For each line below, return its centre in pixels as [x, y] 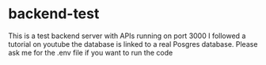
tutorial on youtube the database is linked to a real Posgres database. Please [133, 44]
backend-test [54, 14]
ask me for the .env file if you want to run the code [91, 52]
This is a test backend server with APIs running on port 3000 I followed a [127, 36]
